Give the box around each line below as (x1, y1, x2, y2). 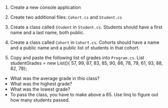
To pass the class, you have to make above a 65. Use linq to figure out (10, 92, 159, 97)
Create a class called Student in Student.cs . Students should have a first (10, 24, 163, 30)
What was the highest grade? (10, 81, 73, 87)
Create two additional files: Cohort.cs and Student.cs (10, 14, 122, 20)
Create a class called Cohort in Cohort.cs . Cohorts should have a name (10, 39, 160, 45)
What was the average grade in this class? (10, 75, 100, 81)
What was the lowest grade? (10, 86, 71, 92)
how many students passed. (10, 97, 70, 103)
